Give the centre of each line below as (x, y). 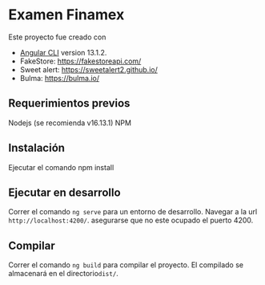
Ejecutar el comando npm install (61, 167)
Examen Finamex (66, 15)
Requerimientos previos (69, 103)
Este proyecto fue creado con (57, 37)
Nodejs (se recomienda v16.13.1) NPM (70, 123)
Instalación (37, 148)
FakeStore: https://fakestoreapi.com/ (80, 61)
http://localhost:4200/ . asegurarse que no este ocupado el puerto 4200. (131, 220)
